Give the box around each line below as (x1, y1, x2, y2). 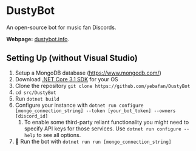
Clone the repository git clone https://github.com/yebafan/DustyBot (15, 82, 191, 89)
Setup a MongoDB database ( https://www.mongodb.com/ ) (15, 69, 162, 76)
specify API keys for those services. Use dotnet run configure (24, 125, 181, 132)
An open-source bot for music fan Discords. (6, 24, 117, 31)
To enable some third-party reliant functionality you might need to (24, 118, 189, 126)
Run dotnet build (15, 95, 59, 102)
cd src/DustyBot (15, 89, 56, 96)
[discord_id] (15, 113, 49, 119)
